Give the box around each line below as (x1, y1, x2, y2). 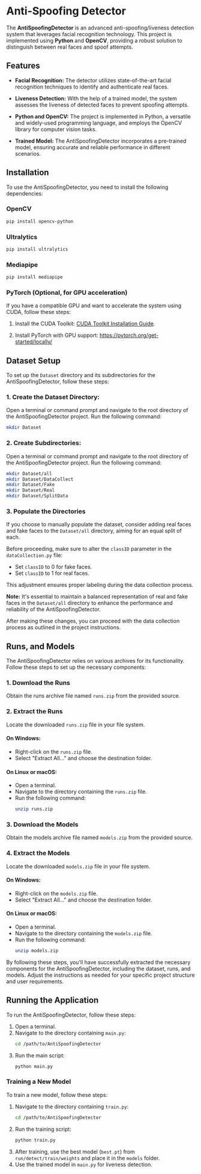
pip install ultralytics (6, 247, 68, 253)
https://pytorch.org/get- (100, 332, 159, 339)
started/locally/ (14, 338, 53, 345)
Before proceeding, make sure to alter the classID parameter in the (6, 546, 172, 553)
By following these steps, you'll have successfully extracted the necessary (6, 958, 191, 966)
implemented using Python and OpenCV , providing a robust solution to (6, 37, 183, 44)
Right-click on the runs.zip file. (14, 748, 93, 755)
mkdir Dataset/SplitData (6, 493, 68, 499)
